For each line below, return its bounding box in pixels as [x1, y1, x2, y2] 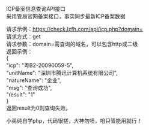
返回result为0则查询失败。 [6, 104, 71, 111]
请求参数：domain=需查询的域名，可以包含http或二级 [6, 41, 138, 47]
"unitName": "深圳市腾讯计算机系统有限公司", [6, 69, 118, 76]
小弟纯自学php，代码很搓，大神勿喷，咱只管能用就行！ [6, 117, 142, 124]
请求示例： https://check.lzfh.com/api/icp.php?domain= [6, 26, 143, 32]
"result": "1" [6, 91, 35, 98]
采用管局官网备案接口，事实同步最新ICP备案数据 [6, 13, 126, 20]
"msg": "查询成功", [6, 84, 52, 91]
